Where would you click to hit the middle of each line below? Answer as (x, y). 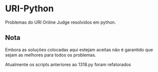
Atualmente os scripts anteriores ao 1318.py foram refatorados (68, 64)
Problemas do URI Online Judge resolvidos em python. (61, 22)
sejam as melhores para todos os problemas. (51, 55)
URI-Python (30, 9)
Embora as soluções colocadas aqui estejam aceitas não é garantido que (79, 49)
